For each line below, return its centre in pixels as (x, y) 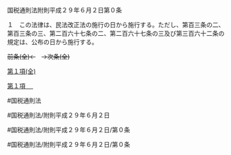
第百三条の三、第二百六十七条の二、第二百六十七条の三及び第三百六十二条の (116, 33)
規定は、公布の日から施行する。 (52, 42)
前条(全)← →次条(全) (39, 56)
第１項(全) (22, 71)
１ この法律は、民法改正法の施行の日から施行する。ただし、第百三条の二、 (116, 25)
